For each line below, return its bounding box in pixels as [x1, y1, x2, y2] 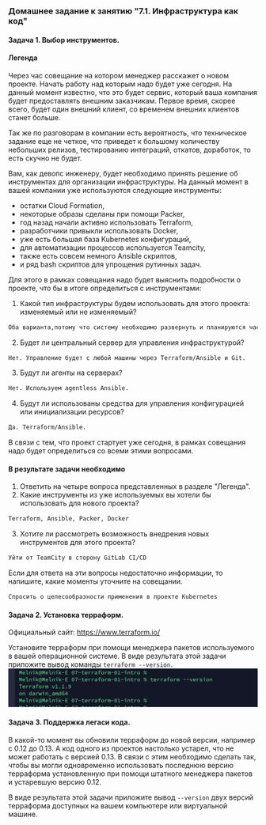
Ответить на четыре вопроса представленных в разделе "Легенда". [19, 482, 251, 491]
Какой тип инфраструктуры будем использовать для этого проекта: [19, 298, 251, 308]
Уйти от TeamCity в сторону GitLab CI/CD [8, 554, 147, 562]
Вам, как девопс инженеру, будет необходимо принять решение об [8, 168, 239, 178]
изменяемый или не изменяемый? [19, 307, 137, 316]
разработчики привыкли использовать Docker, [19, 225, 179, 235]
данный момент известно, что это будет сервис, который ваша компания [8, 87, 257, 97]
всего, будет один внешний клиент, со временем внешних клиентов [8, 104, 240, 114]
